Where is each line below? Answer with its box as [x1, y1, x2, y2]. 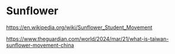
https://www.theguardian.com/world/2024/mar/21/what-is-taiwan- [6, 35, 169, 42]
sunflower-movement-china [6, 42, 74, 49]
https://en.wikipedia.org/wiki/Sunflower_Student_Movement [6, 24, 152, 31]
